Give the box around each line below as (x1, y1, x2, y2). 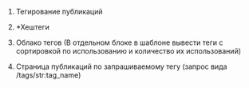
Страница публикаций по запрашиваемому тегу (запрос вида (15, 62, 227, 71)
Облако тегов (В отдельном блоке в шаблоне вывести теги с (15, 38, 223, 47)
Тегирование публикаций (15, 7, 103, 16)
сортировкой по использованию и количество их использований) (15, 46, 242, 55)
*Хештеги (15, 22, 50, 31)
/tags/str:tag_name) (15, 70, 81, 79)
